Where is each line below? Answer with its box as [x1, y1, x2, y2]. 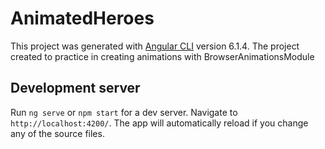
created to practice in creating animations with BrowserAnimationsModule [10, 50, 315, 62]
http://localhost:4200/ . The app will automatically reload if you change [10, 117, 309, 129]
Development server [10, 80, 141, 97]
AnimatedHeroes [10, 7, 155, 30]
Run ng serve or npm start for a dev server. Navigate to [10, 106, 238, 118]
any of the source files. [10, 127, 105, 139]
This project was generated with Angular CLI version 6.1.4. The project [10, 40, 300, 52]
